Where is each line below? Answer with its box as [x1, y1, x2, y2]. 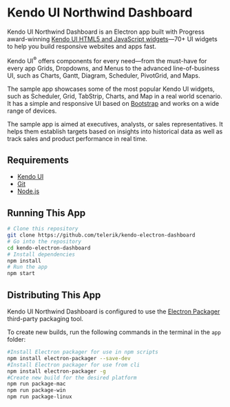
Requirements [7, 154, 69, 166]
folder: [7, 335, 26, 344]
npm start [7, 270, 36, 277]
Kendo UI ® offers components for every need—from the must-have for [7, 55, 207, 65]
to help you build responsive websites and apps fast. [7, 42, 157, 50]
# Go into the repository [7, 238, 81, 245]
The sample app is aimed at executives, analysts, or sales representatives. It [7, 120, 224, 128]
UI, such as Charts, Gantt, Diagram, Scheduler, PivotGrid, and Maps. [7, 71, 200, 80]
